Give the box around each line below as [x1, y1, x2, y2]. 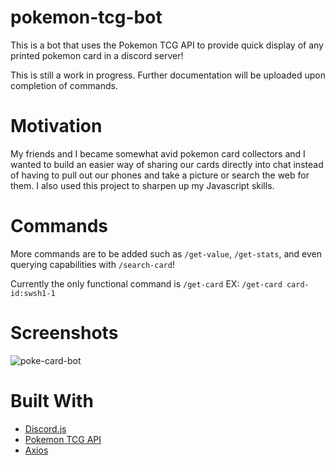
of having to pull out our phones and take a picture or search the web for [10, 169, 310, 181]
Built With [10, 389, 94, 412]
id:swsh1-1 [10, 288, 56, 298]
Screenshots [10, 322, 119, 344]
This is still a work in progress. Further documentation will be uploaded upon [10, 69, 326, 81]
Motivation [10, 115, 103, 138]
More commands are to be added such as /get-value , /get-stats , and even [10, 247, 323, 260]
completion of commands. [10, 79, 118, 91]
